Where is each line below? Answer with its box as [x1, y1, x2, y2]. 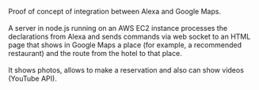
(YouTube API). [8, 74, 57, 83]
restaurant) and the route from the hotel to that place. [8, 49, 182, 58]
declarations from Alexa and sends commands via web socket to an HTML [8, 32, 251, 41]
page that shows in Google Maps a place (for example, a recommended [8, 40, 242, 50]
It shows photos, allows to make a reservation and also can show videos [8, 66, 244, 74]
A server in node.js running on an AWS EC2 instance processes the [8, 24, 228, 32]
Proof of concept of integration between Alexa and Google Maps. [8, 7, 222, 16]
